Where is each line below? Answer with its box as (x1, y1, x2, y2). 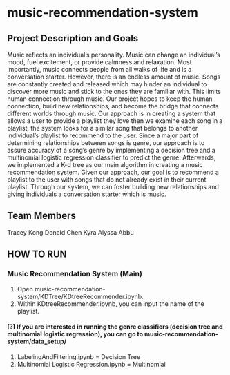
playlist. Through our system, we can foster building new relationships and (7, 183, 220, 191)
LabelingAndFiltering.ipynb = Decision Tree (17, 352, 141, 360)
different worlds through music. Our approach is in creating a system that (7, 109, 216, 117)
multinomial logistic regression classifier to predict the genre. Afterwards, (7, 153, 216, 162)
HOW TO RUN (7, 249, 67, 260)
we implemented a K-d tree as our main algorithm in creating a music (7, 161, 203, 169)
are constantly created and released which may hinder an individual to (7, 80, 207, 88)
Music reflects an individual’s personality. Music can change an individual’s (7, 50, 221, 59)
